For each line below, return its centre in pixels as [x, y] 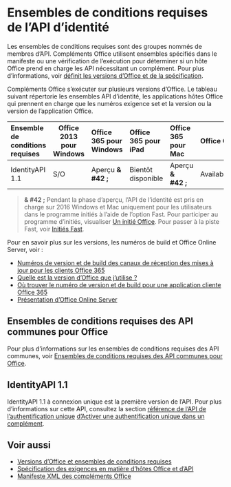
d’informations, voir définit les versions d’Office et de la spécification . [106, 75]
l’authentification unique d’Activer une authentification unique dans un [106, 416]
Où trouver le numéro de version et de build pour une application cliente [119, 284]
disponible [146, 178]
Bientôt [141, 169]
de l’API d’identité [58, 27]
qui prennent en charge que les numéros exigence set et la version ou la [109, 103]
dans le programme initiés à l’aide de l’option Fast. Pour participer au [121, 214]
